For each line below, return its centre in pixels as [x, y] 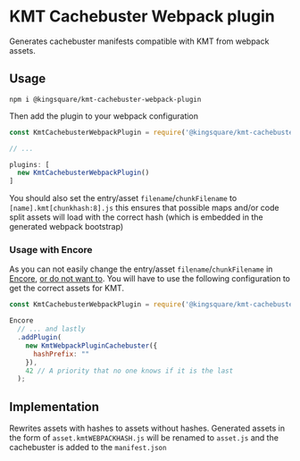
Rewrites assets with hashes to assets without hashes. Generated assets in [147, 428]
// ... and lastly [52, 329]
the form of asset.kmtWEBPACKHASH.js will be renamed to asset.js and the [144, 438]
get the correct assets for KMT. [67, 289]
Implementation [54, 407]
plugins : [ [29, 164]
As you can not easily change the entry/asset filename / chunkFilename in [141, 269]
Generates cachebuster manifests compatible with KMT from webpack [139, 41]
